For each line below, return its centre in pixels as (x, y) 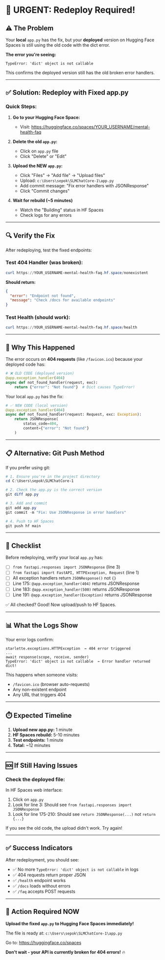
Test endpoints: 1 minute (38, 740)
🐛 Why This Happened (40, 347)
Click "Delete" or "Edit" (43, 156)
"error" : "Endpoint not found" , (43, 296)
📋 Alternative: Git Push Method (55, 453)
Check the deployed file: (35, 779)
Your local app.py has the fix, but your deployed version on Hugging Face (80, 40)
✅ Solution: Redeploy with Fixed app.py (67, 93)
